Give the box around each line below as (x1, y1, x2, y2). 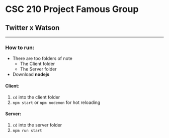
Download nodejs (12, 71, 50, 77)
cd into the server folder (12, 121, 62, 128)
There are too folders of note (12, 55, 73, 61)
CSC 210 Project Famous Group (5, 3, 139, 15)
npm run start (12, 128, 42, 133)
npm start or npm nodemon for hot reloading (12, 99, 101, 105)
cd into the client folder (12, 94, 60, 100)
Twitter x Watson (5, 23, 60, 32)
